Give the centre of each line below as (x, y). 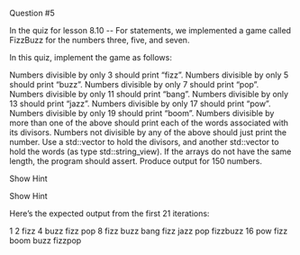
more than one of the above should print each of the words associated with (149, 123)
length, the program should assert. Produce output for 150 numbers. (136, 161)
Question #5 (32, 13)
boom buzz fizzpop (45, 241)
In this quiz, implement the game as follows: (91, 57)
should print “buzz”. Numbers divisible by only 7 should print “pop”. (134, 84)
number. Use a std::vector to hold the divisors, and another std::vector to (144, 142)
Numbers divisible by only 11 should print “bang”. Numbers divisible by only (149, 94)
